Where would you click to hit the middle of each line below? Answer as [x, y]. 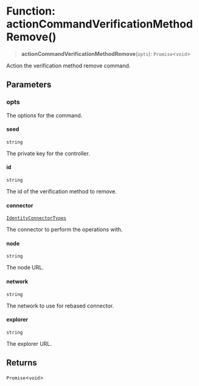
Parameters [29, 85]
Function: [31, 11]
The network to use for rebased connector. [60, 306]
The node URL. [25, 267]
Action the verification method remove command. [68, 66]
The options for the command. [44, 115]
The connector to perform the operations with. [65, 230]
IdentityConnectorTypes [37, 218]
